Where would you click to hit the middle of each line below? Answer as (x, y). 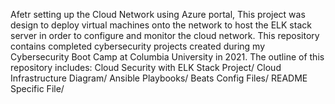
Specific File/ (37, 88)
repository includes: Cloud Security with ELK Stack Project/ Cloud (146, 67)
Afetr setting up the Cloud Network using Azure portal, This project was (158, 14)
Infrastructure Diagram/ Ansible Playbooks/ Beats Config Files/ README (159, 78)
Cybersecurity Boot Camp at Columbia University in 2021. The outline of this (167, 57)
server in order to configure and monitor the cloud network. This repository (165, 35)
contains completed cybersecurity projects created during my (138, 46)
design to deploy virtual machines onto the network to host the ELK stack (161, 25)
